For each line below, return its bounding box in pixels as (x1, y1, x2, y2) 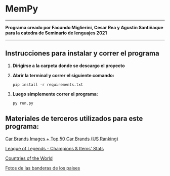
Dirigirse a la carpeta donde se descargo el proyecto (12, 63, 125, 69)
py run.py (12, 100, 34, 106)
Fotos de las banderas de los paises (5, 165, 80, 171)
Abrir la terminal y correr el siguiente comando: (12, 72, 115, 78)
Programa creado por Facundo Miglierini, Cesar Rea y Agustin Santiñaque (5, 24, 163, 30)
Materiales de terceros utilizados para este (5, 114, 143, 123)
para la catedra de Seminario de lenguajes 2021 (5, 30, 107, 36)
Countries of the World (5, 155, 53, 161)
